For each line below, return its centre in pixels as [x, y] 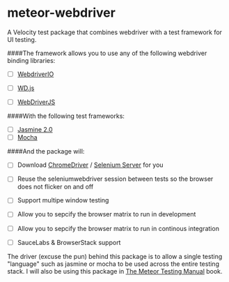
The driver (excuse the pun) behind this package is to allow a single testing [115, 256]
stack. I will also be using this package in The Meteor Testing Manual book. [115, 271]
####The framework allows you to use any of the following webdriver [107, 53]
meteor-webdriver [62, 13]
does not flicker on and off [55, 187]
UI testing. [22, 39]
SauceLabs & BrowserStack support [69, 242]
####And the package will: [46, 151]
